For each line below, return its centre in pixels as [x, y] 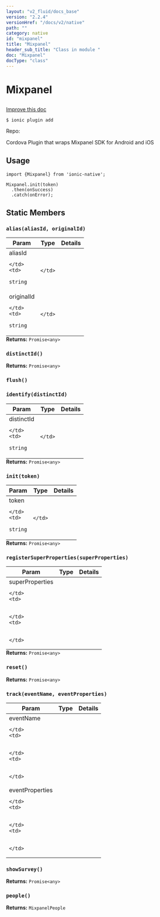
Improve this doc [26, 109]
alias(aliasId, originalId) [46, 229]
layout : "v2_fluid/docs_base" [43, 11]
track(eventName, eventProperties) [57, 694]
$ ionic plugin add [30, 120]
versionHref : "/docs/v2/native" [45, 22]
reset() [17, 667]
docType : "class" [27, 60]
